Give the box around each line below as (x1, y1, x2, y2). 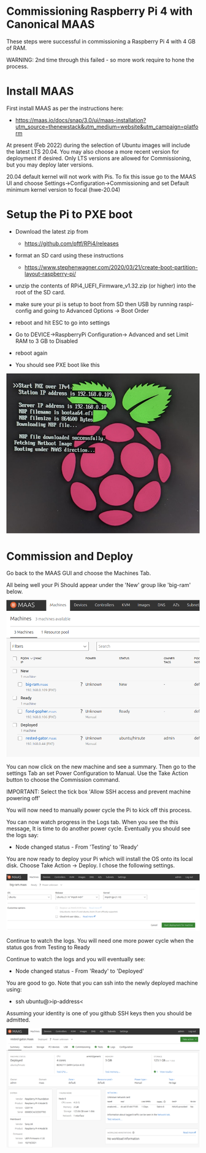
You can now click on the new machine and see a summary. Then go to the (6, 763, 196, 771)
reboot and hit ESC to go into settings (15, 318, 110, 326)
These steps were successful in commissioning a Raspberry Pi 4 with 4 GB (6, 37, 196, 45)
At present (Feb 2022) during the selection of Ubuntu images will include (6, 141, 191, 149)
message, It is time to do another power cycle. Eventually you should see (6, 825, 191, 832)
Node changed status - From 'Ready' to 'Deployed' (15, 967, 144, 975)
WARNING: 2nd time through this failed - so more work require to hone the (6, 56, 194, 63)
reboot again (15, 349, 48, 356)
